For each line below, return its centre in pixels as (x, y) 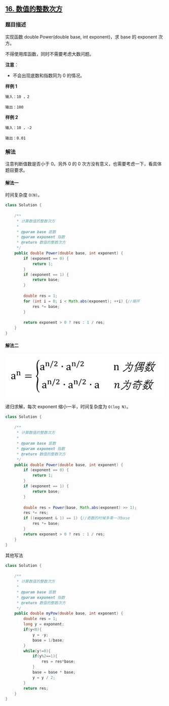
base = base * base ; (54, 673)
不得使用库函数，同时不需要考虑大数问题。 (50, 54)
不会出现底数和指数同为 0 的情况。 (49, 75)
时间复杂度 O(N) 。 (24, 195)
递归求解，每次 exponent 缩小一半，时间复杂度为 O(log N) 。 (68, 406)
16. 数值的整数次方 (34, 9)
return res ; (36, 688)
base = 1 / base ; (48, 640)
